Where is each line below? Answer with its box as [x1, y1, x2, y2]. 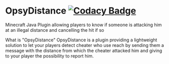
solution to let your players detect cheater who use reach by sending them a [5, 42, 164, 48]
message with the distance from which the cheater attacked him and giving [5, 47, 162, 53]
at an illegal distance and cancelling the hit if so [5, 27, 105, 33]
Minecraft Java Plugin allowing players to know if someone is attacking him [5, 22, 162, 28]
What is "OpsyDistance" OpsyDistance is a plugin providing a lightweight [5, 37, 157, 43]
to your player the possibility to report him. [5, 53, 94, 59]
